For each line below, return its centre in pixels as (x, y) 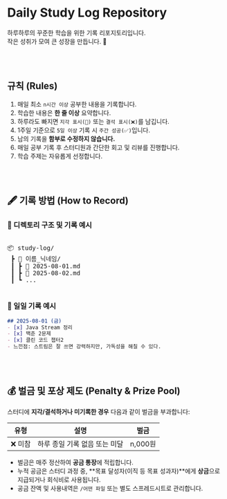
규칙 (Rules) (33, 86)
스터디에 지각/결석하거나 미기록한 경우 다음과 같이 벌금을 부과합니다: (99, 411)
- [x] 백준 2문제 (29, 334)
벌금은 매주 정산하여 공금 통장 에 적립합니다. (75, 462)
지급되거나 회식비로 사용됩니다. (59, 480)
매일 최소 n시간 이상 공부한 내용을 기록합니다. (77, 104)
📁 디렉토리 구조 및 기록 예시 (49, 225)
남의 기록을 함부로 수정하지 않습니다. (66, 138)
